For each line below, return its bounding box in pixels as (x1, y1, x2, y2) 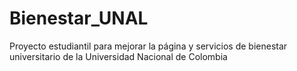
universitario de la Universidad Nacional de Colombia (9, 50, 228, 62)
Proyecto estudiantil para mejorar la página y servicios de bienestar (9, 40, 288, 52)
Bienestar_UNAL (9, 7, 149, 30)
